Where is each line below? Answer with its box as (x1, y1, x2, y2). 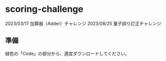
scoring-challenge (5, 3, 84, 15)
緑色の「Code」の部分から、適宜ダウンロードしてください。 (5, 51, 130, 57)
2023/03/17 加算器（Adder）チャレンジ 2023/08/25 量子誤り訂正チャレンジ (5, 20, 162, 26)
